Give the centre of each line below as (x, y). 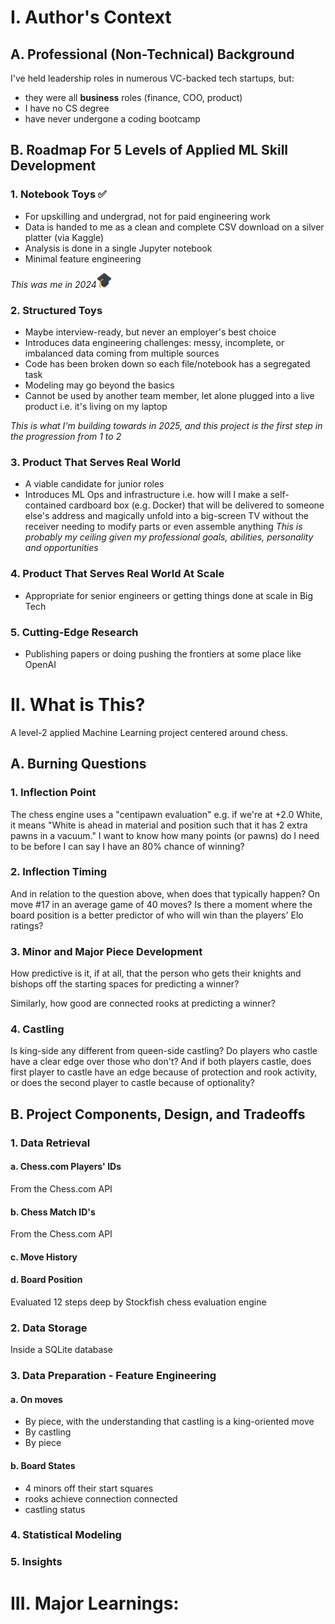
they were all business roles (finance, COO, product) (133, 97)
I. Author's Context (91, 17)
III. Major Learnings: (95, 1603)
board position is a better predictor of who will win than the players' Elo (157, 915)
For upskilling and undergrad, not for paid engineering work (148, 216)
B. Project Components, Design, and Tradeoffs (158, 1114)
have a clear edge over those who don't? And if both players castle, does (161, 1062)
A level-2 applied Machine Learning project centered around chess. (149, 732)
